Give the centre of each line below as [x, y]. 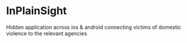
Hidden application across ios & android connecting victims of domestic [94, 27]
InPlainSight [36, 11]
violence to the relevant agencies [47, 33]
